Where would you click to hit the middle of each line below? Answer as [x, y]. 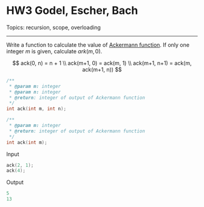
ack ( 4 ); [16, 171]
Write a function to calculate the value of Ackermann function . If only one [98, 45]
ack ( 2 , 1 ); [20, 165]
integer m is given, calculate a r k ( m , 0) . [54, 51]
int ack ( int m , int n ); [36, 109]
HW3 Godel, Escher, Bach [72, 11]
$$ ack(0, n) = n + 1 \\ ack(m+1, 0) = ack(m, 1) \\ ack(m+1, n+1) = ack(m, [102, 63]
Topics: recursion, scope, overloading [54, 27]
